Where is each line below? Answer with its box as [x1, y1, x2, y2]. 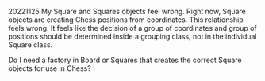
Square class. [8, 40, 53, 50]
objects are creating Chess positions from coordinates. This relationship [8, 15, 244, 24]
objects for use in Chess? [8, 64, 91, 73]
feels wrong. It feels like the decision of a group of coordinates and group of [8, 24, 258, 32]
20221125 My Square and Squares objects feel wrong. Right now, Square [8, 7, 246, 16]
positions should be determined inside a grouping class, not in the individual [8, 31, 257, 41]
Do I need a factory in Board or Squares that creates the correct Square [8, 55, 242, 64]
